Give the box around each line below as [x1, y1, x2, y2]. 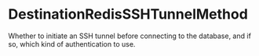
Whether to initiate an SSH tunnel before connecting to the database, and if [8, 31, 251, 40]
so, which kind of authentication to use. [8, 39, 136, 48]
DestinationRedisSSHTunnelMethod [8, 5, 249, 23]
